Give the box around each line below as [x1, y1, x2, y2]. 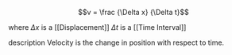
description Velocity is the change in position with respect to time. [8, 38, 225, 47]
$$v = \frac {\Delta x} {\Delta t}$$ [78, 8, 189, 16]
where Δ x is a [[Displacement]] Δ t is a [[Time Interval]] [8, 23, 187, 31]
